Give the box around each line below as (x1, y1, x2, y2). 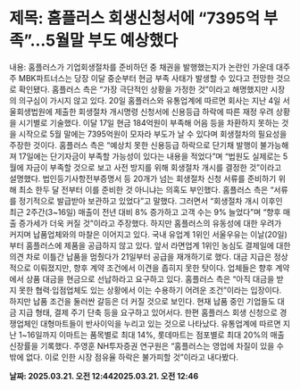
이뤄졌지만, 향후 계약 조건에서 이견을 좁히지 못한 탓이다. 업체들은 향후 (32, 262, 274, 273)
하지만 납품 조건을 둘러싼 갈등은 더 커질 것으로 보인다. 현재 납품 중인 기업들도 (9, 295, 276, 306)
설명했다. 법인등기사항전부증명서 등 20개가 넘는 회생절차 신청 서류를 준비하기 (9, 173, 277, 184)
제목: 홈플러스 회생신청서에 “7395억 (9, 8, 261, 29)
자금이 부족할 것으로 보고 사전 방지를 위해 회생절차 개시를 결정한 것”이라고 (25, 162, 282, 172)
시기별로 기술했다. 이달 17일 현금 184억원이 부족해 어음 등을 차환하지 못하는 (18, 117, 279, 128)
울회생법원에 (9, 106, 54, 117)
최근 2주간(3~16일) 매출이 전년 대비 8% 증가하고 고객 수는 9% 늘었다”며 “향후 (9, 206, 281, 217)
